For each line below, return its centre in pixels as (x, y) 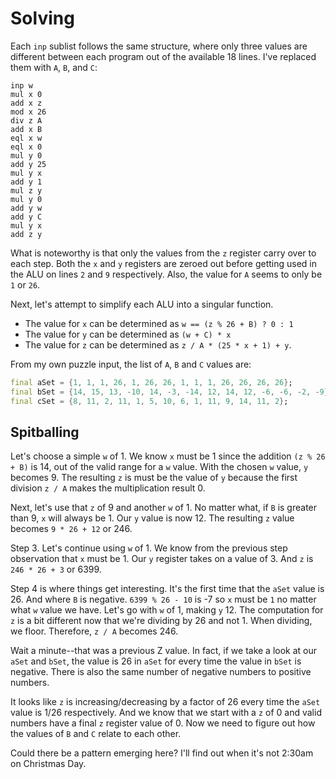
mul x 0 (26, 94)
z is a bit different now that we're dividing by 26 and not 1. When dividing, (161, 621)
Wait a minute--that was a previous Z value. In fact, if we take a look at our (164, 651)
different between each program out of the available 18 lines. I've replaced (163, 56)
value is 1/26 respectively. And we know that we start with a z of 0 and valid (166, 713)
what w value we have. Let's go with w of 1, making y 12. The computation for (167, 610)
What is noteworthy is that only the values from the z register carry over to (163, 253)
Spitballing (45, 432)
